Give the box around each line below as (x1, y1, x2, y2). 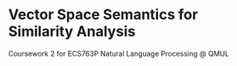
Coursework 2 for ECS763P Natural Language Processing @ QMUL (8, 49, 230, 58)
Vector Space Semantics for (8, 6, 198, 24)
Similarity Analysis (8, 22, 136, 41)
